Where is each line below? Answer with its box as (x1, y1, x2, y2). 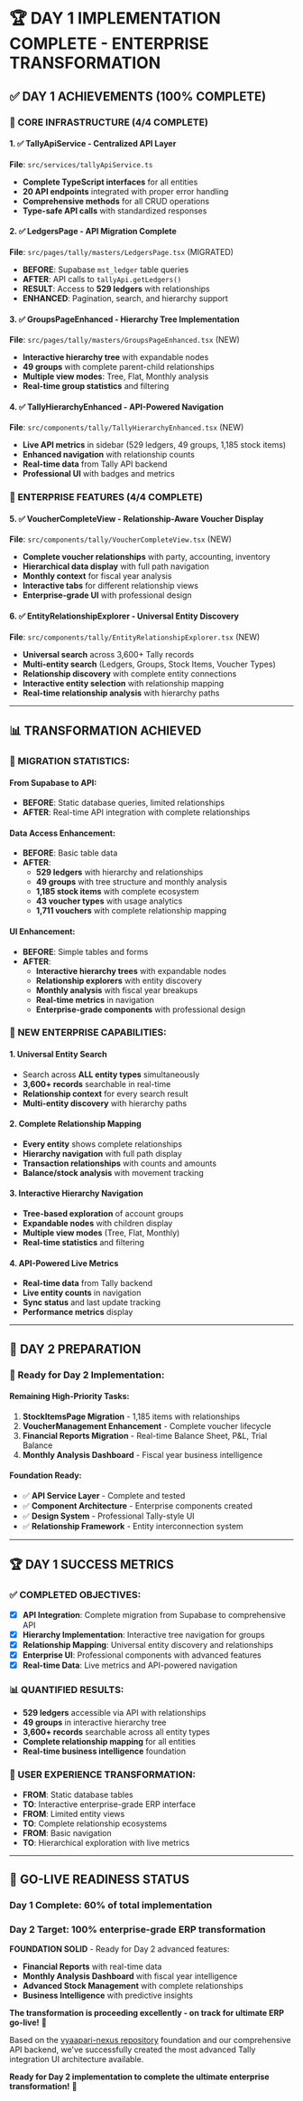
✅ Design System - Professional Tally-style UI (22, 1510, 196, 1521)
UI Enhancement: (9, 925, 76, 937)
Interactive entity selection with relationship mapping (22, 677, 225, 688)
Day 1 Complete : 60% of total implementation (9, 1898, 213, 1911)
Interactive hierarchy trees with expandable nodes (35, 965, 227, 976)
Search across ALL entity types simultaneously (22, 1069, 200, 1080)
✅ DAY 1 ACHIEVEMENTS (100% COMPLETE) (9, 89, 267, 104)
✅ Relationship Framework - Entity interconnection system (22, 1521, 243, 1532)
